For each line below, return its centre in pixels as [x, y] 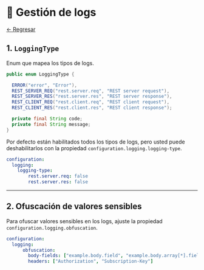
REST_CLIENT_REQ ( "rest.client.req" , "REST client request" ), [91, 102]
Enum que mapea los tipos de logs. [50, 63]
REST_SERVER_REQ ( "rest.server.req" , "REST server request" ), [91, 91]
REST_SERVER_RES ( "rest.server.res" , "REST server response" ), [92, 97]
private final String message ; [51, 124]
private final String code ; [47, 119]
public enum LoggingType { [40, 74]
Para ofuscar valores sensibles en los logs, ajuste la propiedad [84, 221]
